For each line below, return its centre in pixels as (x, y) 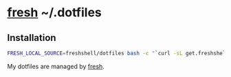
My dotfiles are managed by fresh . (56, 66)
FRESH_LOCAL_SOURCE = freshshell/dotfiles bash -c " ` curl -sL (95, 53)
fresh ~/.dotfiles (54, 13)
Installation (32, 38)
